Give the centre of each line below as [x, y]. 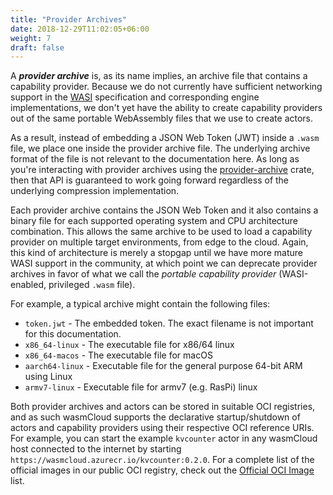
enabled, [28, 285]
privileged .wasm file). [92, 285]
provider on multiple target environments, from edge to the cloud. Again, [159, 242]
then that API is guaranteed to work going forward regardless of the [150, 180]
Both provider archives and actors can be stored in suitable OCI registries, [163, 407]
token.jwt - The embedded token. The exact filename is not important [169, 323]
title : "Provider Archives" [69, 19]
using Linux [48, 377]
